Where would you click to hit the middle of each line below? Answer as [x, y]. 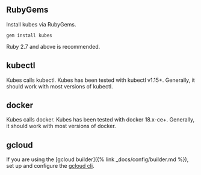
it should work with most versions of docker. [61, 126]
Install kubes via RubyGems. [41, 24]
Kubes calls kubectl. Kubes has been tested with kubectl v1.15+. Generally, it [101, 80]
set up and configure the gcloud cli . [50, 166]
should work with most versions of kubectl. [60, 86]
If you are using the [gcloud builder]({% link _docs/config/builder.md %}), [97, 159]
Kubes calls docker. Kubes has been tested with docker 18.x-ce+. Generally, [100, 120]
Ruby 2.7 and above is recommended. [53, 46]
